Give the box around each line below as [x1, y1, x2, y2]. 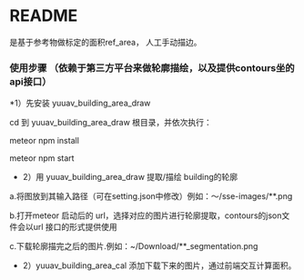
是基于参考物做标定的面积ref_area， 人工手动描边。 [9, 36, 202, 47]
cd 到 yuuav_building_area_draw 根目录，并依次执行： [9, 117, 212, 128]
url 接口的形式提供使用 [33, 222, 118, 233]
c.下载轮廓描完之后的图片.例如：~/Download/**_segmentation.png [9, 241, 258, 252]
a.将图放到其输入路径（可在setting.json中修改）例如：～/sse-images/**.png [9, 191, 293, 202]
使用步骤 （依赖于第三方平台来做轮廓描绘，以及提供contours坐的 [9, 61, 295, 74]
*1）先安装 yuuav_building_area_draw [9, 97, 151, 109]
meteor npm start [9, 153, 75, 164]
